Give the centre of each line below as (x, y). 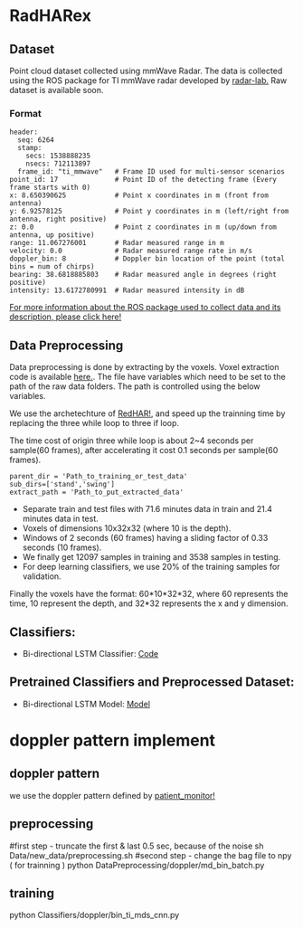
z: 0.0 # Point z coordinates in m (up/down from (143, 227)
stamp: (30, 148)
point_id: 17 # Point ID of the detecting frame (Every (143, 180)
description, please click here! (66, 317)
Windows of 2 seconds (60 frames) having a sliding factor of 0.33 (145, 538)
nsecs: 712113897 (58, 164)
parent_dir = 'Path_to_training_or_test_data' (99, 477)
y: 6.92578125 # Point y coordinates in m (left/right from (149, 212)
